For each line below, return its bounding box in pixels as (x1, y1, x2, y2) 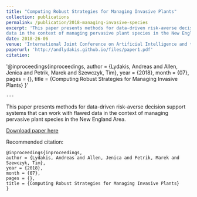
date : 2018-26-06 (6, 36, 49, 42)
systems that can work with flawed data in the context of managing (6, 109, 169, 116)
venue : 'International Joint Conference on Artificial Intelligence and (6, 42, 188, 47)
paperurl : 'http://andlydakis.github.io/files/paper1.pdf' (6, 47, 154, 53)
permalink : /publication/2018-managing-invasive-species (6, 19, 148, 25)
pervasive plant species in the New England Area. (6, 116, 126, 123)
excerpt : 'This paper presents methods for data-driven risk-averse (6, 25, 177, 31)
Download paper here (6, 127, 59, 134)
